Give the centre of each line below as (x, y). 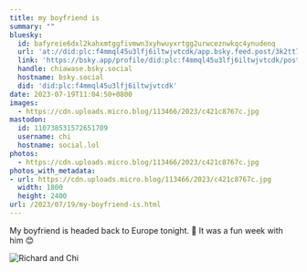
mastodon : (28, 120)
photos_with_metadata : (53, 171)
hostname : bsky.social (61, 78)
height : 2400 (42, 196)
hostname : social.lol (59, 145)
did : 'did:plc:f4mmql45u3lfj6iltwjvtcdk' (98, 86)
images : (24, 103)
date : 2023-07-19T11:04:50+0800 (71, 94)
